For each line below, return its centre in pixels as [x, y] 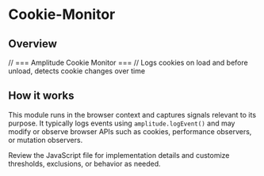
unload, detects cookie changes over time [77, 71]
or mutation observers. [46, 140]
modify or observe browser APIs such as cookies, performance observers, [130, 131]
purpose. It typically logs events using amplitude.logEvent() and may [122, 123]
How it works [41, 96]
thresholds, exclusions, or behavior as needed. [84, 163]
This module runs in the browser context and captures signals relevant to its [132, 114]
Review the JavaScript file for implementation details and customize [119, 155]
